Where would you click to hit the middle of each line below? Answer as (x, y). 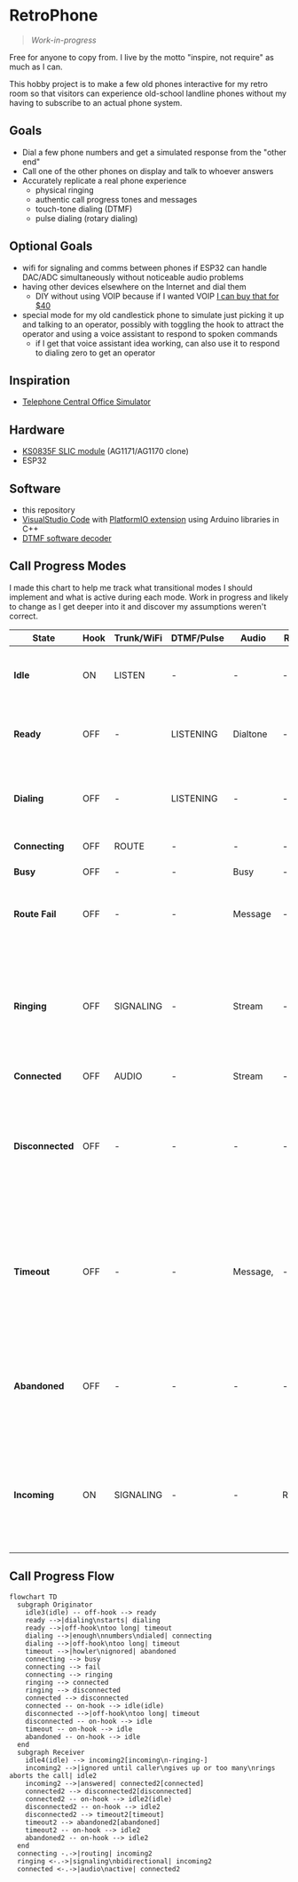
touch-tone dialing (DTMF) (84, 209)
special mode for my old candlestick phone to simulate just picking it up (153, 315)
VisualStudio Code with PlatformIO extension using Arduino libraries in (150, 519)
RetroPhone (54, 16)
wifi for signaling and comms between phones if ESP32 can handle (145, 267)
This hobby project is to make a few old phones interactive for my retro (139, 84)
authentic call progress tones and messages (116, 199)
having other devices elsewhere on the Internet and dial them (134, 286)
